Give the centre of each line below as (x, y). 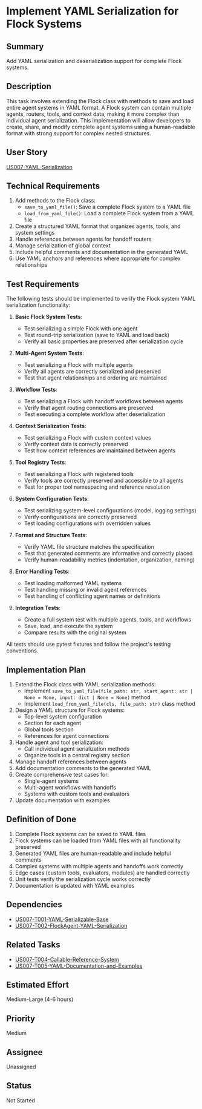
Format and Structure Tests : (51, 535)
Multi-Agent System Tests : (50, 353)
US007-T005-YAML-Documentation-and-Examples (79, 966)
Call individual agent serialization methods (77, 749)
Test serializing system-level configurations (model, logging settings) (110, 511)
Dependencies (34, 905)
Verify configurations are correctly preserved (80, 517)
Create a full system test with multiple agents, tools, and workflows (108, 620)
